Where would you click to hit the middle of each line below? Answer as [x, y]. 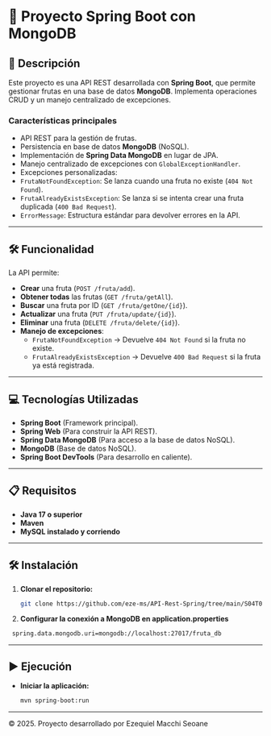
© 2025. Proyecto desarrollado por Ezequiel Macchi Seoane [108, 723]
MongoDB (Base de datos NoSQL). [78, 448]
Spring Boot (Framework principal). [79, 422]
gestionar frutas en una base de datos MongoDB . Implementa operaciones [133, 91]
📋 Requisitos [42, 491]
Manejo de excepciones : [62, 331]
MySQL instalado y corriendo [70, 531]
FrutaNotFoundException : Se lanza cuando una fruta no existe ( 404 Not [136, 181]
